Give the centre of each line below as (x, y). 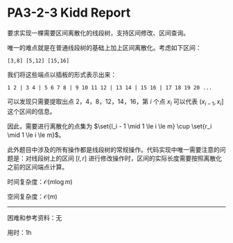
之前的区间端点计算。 (37, 167)
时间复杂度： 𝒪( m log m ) (40, 181)
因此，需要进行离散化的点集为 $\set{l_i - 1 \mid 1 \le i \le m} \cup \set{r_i (110, 126)
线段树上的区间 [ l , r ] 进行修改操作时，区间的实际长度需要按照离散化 (127, 158)
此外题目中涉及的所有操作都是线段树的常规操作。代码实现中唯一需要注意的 (113, 149)
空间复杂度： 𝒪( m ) (32, 196)
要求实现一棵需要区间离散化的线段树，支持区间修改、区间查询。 (98, 33)
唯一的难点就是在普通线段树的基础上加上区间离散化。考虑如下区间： (104, 47)
